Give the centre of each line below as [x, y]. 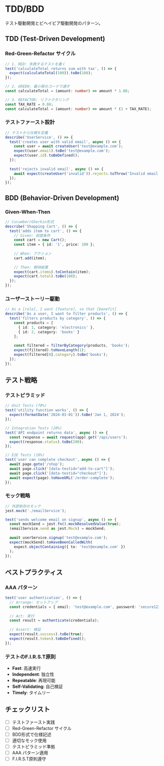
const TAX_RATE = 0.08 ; [29, 104]
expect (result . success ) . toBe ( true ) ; [47, 634]
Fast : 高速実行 [26, 668]
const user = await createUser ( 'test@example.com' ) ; [69, 146]
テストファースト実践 [33, 722]
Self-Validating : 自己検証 [38, 686]
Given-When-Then [28, 212]
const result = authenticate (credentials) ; [54, 621]
